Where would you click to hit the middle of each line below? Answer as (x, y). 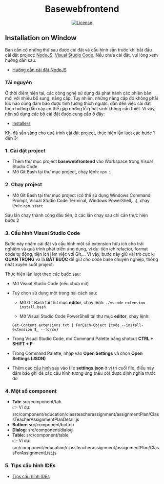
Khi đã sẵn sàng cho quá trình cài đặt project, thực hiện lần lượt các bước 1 (80, 133)
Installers (21, 123)
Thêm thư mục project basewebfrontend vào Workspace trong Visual (82, 161)
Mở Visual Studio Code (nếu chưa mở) (51, 283)
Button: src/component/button (43, 425)
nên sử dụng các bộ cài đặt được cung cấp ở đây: (55, 114)
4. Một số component (31, 391)
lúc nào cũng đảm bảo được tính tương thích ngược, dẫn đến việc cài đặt (78, 103)
